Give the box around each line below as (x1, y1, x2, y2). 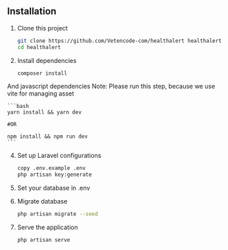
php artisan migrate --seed (17, 211, 98, 217)
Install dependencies (17, 56, 77, 64)
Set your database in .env (17, 184, 91, 193)
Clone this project (17, 24, 68, 32)
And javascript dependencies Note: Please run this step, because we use (7, 82, 216, 91)
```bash (7, 103, 30, 110)
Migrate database (17, 197, 68, 206)
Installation (7, 6, 57, 17)
